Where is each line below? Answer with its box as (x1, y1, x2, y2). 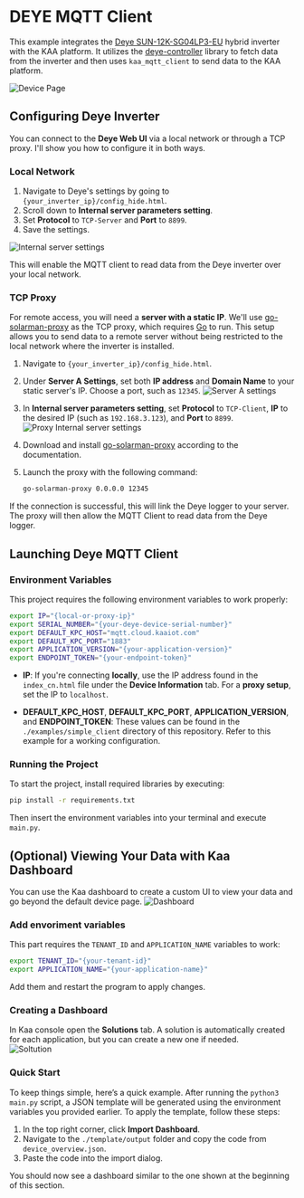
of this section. (9, 1179, 65, 1191)
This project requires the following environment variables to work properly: (9, 594, 289, 604)
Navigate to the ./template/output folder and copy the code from (22, 1133, 267, 1144)
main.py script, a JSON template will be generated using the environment (9, 1097, 281, 1108)
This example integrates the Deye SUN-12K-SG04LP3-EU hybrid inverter (9, 36, 280, 47)
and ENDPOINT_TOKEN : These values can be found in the (22, 717, 241, 727)
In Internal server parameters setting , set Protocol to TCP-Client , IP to (22, 403, 289, 414)
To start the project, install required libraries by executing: (9, 778, 225, 789)
